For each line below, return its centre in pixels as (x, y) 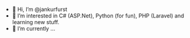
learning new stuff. (36, 22)
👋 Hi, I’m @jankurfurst (40, 9)
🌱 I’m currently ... (34, 28)
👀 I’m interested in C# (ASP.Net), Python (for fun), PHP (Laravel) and (98, 16)
